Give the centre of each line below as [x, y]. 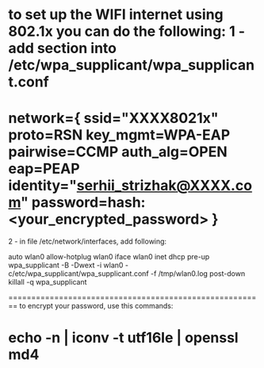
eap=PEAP [44, 169]
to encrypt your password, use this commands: [96, 306]
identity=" [43, 186]
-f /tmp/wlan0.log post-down [198, 274]
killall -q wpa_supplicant [48, 282]
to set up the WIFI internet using [116, 15]
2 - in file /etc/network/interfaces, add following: [88, 241]
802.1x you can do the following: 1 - [127, 31]
